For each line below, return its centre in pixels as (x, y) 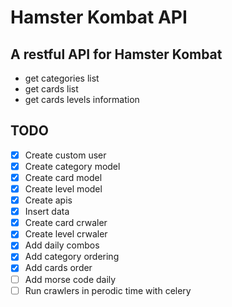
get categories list (62, 78)
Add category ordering (72, 257)
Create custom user (65, 155)
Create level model (63, 189)
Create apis (48, 200)
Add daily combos (62, 245)
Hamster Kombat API (99, 17)
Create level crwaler (66, 234)
